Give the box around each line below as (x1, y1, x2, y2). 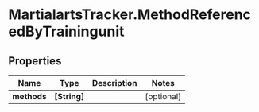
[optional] (145, 91, 182, 102)
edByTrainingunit (8, 22, 125, 41)
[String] (54, 91, 85, 102)
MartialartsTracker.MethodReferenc (8, 6, 252, 24)
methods (12, 91, 47, 102)
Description (91, 78, 137, 88)
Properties (8, 54, 62, 68)
